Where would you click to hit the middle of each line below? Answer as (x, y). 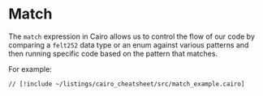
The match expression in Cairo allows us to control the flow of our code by (132, 36)
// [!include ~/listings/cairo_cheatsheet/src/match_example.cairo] (127, 84)
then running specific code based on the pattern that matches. (113, 53)
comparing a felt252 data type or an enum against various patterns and (129, 44)
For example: (30, 69)
